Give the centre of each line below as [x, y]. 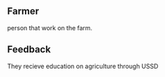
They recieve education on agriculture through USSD [83, 66]
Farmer [23, 11]
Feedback [29, 50]
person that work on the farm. [50, 27]
